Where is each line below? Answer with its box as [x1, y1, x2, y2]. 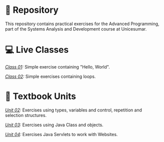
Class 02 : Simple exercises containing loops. [5, 73, 96, 79]
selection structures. [5, 112, 47, 118]
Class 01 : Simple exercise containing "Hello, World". [5, 64, 110, 70]
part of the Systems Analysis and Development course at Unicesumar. [5, 26, 147, 32]
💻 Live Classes [5, 44, 69, 56]
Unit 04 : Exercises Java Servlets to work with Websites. [5, 131, 118, 137]
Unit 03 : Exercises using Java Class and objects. [5, 122, 104, 128]
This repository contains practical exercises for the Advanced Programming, [5, 21, 160, 27]
